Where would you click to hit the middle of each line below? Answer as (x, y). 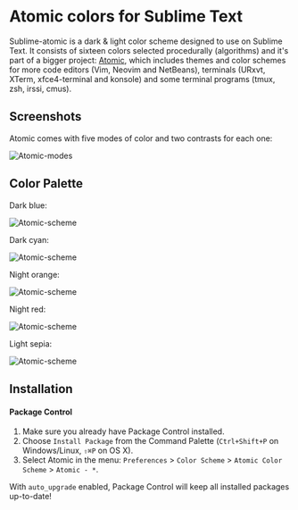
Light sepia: (31, 343)
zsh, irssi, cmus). (41, 88)
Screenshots (46, 117)
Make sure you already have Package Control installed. (123, 431)
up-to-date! (30, 497)
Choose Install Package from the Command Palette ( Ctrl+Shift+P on (150, 441)
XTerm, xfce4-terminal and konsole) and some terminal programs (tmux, (142, 79)
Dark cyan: (29, 239)
